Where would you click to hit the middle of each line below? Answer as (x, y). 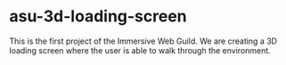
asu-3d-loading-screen (98, 16)
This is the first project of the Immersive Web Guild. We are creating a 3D (143, 41)
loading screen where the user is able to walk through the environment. (140, 50)
